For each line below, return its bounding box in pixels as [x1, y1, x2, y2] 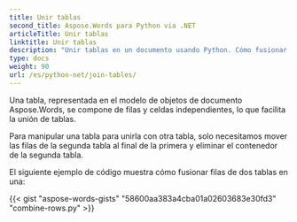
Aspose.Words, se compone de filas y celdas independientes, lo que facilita [9, 103, 286, 115]
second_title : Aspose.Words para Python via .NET [9, 21, 197, 30]
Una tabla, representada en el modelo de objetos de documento [9, 95, 243, 105]
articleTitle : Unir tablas [9, 29, 109, 38]
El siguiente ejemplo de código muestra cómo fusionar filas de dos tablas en [9, 166, 288, 177]
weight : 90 [9, 63, 50, 72]
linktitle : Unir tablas [9, 37, 98, 47]
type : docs [9, 54, 50, 63]
